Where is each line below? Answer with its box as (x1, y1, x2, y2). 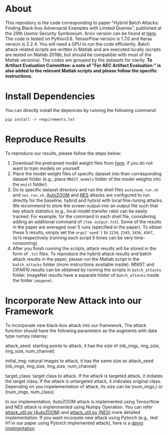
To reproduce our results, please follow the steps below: (5, 150, 122, 156)
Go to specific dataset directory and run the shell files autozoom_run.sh (12, 186, 159, 192)
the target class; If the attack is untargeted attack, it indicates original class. (5, 378, 161, 384)
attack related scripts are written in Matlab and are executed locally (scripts (5, 46, 161, 52)
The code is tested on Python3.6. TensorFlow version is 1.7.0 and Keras (5, 36, 152, 42)
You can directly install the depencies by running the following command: (5, 107, 157, 113)
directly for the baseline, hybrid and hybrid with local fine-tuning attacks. (12, 197, 163, 203)
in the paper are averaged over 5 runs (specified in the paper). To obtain (12, 224, 162, 230)
